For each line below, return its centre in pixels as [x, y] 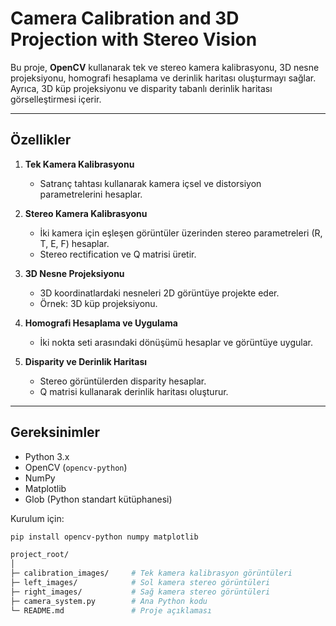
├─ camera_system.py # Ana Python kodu [109, 601]
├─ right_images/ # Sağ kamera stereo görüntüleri [140, 592]
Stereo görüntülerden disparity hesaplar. [123, 381]
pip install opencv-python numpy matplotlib [104, 537]
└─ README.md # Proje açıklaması [111, 610]
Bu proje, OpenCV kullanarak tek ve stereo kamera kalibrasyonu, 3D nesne [165, 67]
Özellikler [41, 140]
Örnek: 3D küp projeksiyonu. [98, 303]
